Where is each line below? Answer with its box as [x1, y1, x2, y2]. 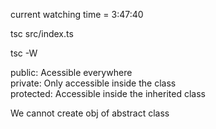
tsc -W [10, 47, 38, 59]
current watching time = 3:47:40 [10, 9, 144, 20]
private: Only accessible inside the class [10, 77, 177, 89]
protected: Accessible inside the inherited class [10, 88, 206, 99]
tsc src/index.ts [10, 28, 74, 39]
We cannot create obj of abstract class [10, 107, 170, 119]
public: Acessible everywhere [10, 67, 133, 78]
